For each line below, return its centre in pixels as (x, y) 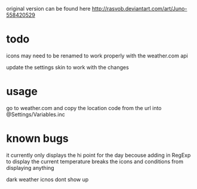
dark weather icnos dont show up (47, 179)
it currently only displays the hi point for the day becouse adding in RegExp (98, 155)
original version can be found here (48, 9)
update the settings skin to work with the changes (68, 67)
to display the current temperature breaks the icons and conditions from (95, 161)
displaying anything (30, 167)
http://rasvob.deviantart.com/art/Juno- (139, 9)
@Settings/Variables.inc (36, 114)
